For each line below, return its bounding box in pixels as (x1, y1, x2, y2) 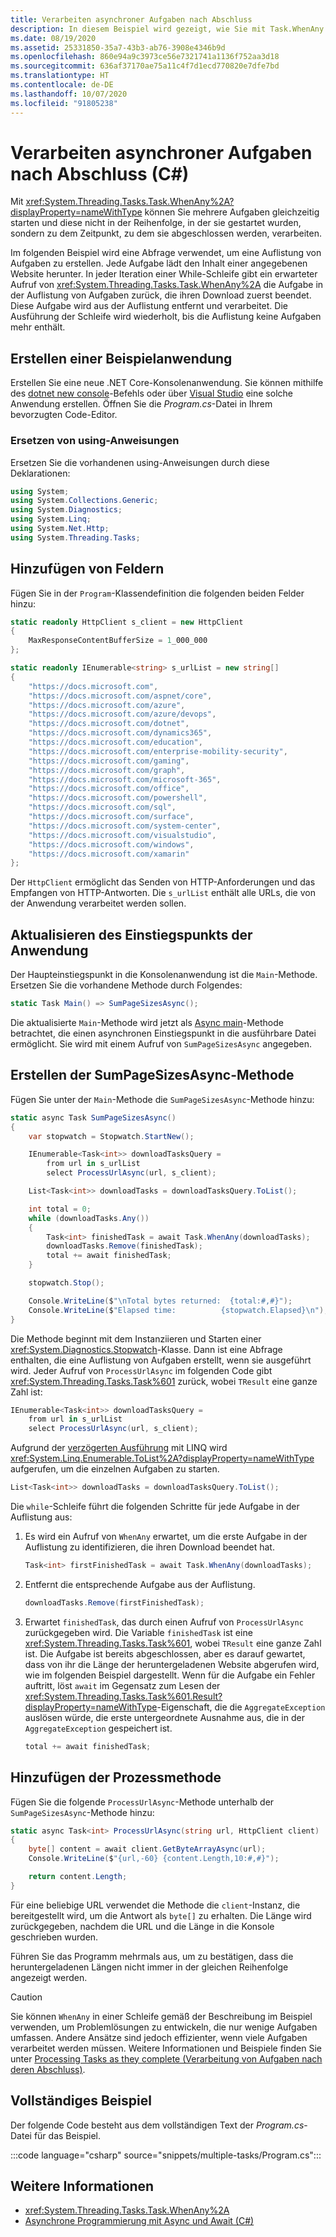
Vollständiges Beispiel (10, 2092, 152, 2110)
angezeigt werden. (10, 1971, 88, 1983)
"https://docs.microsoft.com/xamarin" (28, 849, 190, 859)
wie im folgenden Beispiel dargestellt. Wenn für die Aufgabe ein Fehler (24, 1669, 316, 1681)
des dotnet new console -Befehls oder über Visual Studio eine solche (10, 387, 293, 400)
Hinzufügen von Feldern (10, 561, 165, 578)
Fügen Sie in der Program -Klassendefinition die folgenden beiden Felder (10, 587, 305, 599)
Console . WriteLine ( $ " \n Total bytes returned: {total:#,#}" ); (28, 1296, 293, 1306)
